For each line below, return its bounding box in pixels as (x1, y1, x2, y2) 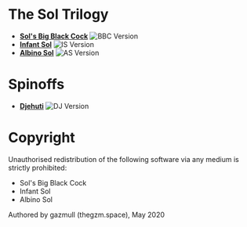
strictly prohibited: (8, 163, 67, 172)
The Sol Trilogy (8, 5, 109, 23)
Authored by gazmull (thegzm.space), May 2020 (8, 210, 165, 219)
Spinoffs (8, 76, 65, 93)
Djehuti (19, 101, 45, 110)
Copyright (8, 129, 76, 146)
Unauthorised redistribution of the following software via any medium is (8, 154, 239, 164)
